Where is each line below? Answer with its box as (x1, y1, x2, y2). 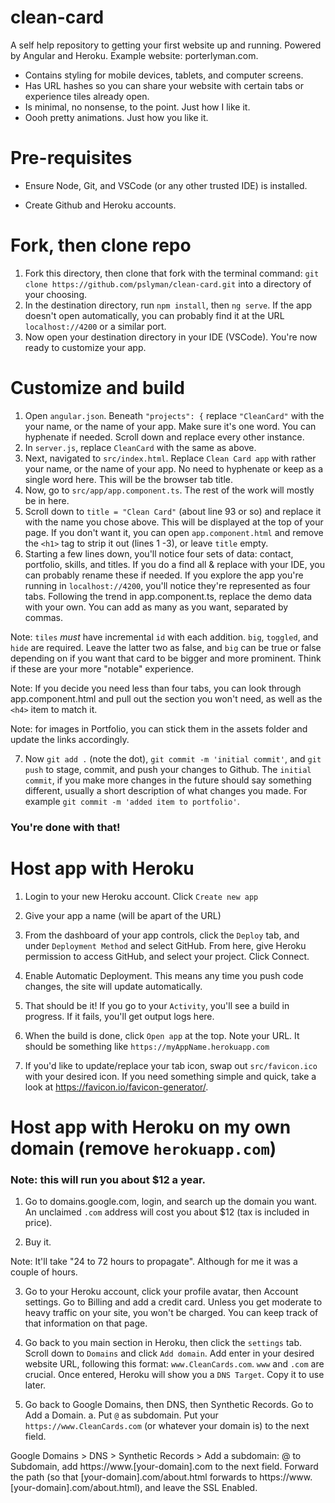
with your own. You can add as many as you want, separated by (24, 601, 289, 613)
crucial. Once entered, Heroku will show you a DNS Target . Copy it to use (24, 1369, 325, 1381)
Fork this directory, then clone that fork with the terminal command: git (24, 267, 320, 279)
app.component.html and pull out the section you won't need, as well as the (10, 692, 323, 705)
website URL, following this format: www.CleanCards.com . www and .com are (24, 1358, 325, 1370)
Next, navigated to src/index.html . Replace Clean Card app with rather (24, 452, 317, 464)
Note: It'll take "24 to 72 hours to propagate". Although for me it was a (10, 1256, 298, 1268)
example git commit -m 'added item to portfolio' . (24, 795, 240, 807)
